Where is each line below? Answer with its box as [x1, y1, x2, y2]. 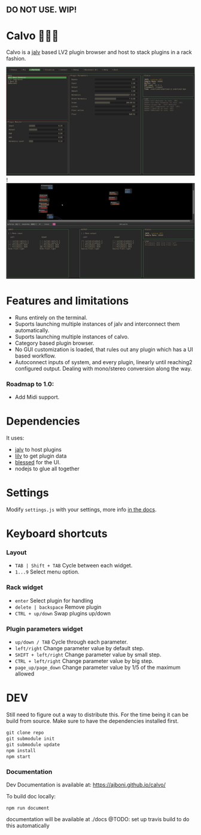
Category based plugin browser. [14, 339, 95, 347]
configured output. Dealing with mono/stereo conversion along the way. [14, 365, 193, 372]
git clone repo [6, 729, 44, 735]
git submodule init [6, 735, 55, 741]
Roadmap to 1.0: [6, 380, 54, 388]
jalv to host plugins [14, 446, 62, 453]
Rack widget [6, 583, 43, 591]
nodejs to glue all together [14, 465, 80, 472]
